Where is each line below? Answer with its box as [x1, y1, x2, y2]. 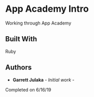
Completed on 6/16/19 [5, 86, 52, 92]
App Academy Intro [5, 3, 89, 15]
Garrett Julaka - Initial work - [12, 77, 75, 83]
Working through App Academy [5, 20, 72, 26]
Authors [5, 63, 32, 72]
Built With [5, 35, 37, 43]
